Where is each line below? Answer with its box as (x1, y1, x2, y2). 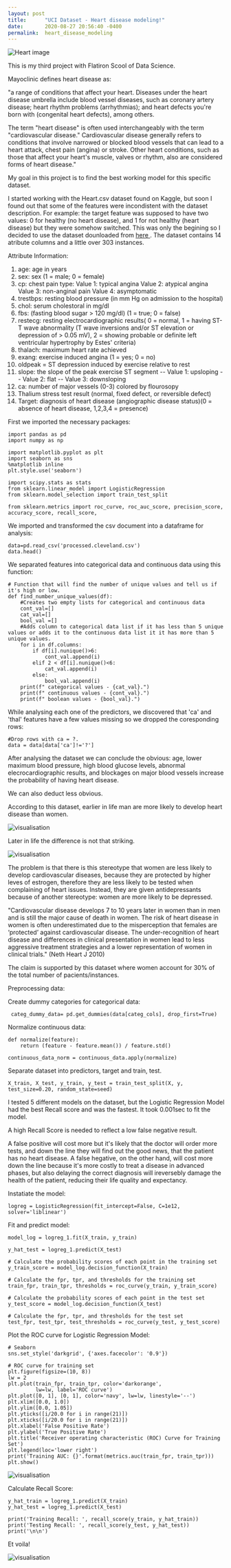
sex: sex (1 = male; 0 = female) (17, 272, 105, 281)
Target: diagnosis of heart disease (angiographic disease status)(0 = (17, 397, 212, 406)
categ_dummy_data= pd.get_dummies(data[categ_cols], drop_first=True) (10, 1011, 217, 1018)
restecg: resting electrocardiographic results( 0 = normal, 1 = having (17, 317, 211, 325)
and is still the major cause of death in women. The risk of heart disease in (8, 913, 219, 922)
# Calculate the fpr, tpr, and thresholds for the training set (8, 1277, 196, 1284)
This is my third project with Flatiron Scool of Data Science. (8, 61, 176, 70)
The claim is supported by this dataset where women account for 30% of (8, 964, 215, 972)
